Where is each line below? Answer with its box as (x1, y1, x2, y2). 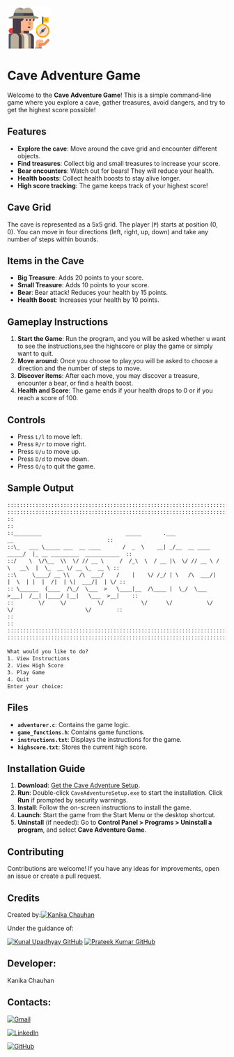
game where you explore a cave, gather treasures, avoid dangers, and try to (7, 98, 226, 107)
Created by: (7, 911, 41, 919)
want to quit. (17, 349, 54, 358)
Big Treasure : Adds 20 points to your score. (17, 273, 144, 282)
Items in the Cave (7, 254, 85, 267)
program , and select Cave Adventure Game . (17, 826, 147, 834)
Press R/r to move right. (17, 440, 87, 448)
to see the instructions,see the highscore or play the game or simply (17, 342, 213, 351)
